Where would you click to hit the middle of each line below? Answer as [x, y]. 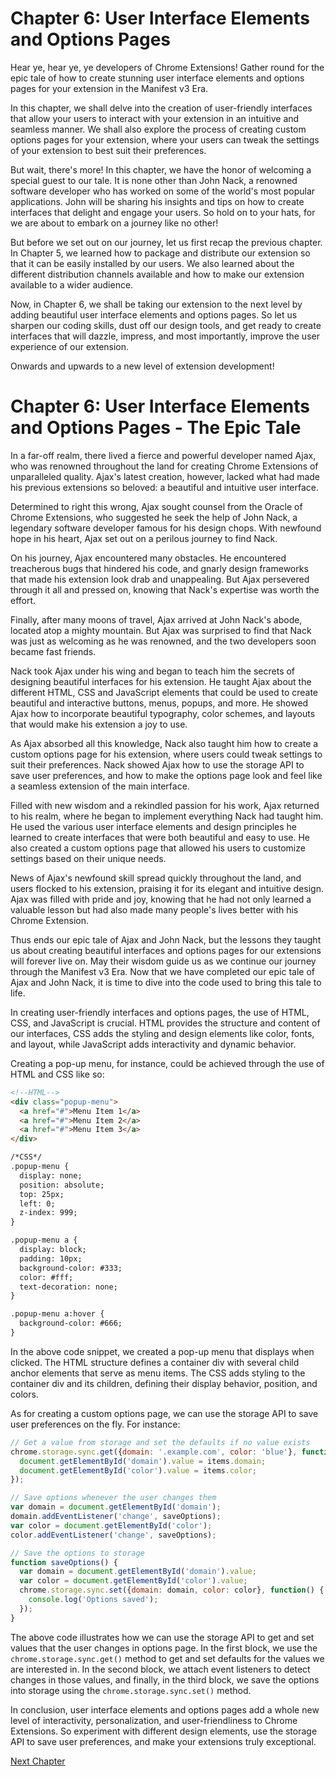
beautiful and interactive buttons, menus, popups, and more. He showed [159, 703]
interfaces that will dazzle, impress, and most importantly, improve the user [165, 336]
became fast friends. [53, 651]
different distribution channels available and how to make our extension [157, 274]
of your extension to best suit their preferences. [108, 150]
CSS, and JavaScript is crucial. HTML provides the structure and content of [165, 1023]
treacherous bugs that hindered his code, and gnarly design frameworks [159, 568]
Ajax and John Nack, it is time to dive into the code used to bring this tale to [166, 982]
